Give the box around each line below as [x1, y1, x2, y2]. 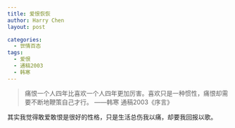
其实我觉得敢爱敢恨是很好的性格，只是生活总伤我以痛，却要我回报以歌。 [7, 113, 217, 121]
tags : [7, 49, 23, 56]
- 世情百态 [13, 43, 42, 50]
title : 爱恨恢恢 [7, 10, 51, 18]
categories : [7, 36, 42, 43]
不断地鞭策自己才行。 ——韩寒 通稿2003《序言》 [30, 98, 174, 106]
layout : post [7, 23, 46, 30]
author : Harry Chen [7, 17, 65, 24]
